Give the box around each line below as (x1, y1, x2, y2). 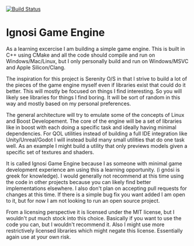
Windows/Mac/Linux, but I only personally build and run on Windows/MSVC (6, 57, 189, 64)
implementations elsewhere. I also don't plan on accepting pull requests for (6, 185, 187, 192)
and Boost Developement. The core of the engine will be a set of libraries (6, 117, 182, 124)
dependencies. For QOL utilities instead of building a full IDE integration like (6, 130, 188, 137)
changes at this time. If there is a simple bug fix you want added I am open (6, 190, 186, 198)
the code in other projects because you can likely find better (6, 178, 151, 185)
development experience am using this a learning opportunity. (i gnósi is (6, 166, 180, 173)
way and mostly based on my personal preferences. (6, 100, 131, 107)
